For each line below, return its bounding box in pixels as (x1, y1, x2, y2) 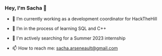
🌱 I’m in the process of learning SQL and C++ (12, 25, 106, 31)
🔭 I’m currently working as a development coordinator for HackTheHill (12, 16, 157, 22)
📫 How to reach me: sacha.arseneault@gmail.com (12, 45, 118, 51)
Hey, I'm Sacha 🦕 (5, 4, 47, 11)
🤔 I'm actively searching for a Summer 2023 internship (12, 35, 126, 41)
